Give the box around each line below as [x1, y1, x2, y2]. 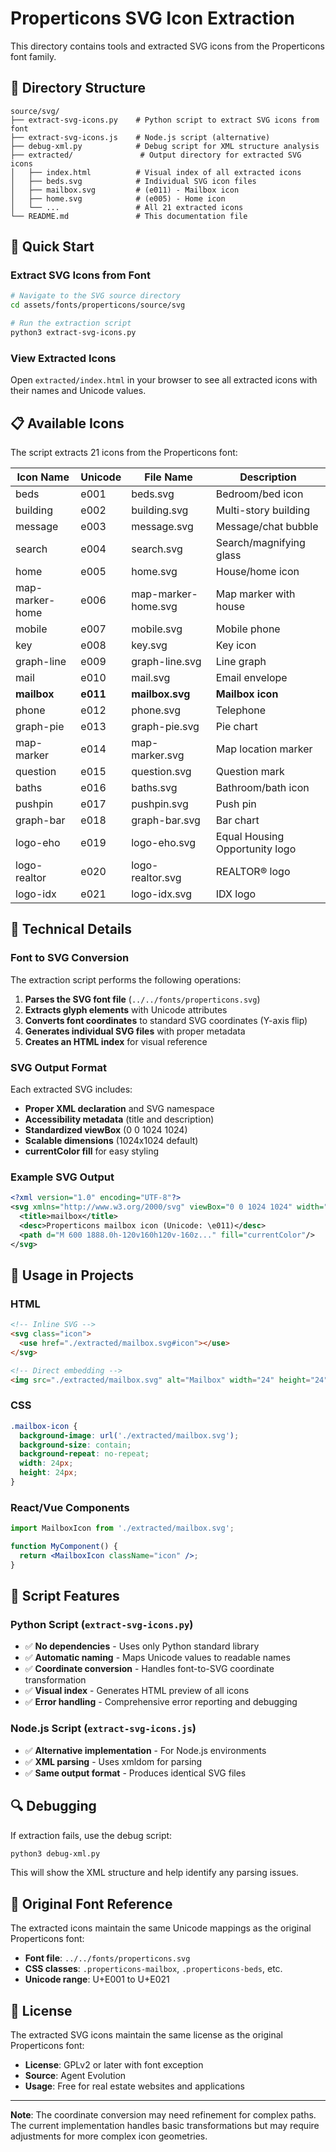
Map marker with [215, 587, 296, 601]
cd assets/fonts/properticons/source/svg [10, 300, 186, 311]
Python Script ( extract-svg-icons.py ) [10, 1618, 194, 1632]
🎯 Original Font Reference [10, 1895, 173, 1912]
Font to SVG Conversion [10, 951, 130, 965]
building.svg [131, 503, 189, 517]
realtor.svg [131, 871, 182, 885]
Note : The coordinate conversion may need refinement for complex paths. [10, 2109, 317, 2121]
